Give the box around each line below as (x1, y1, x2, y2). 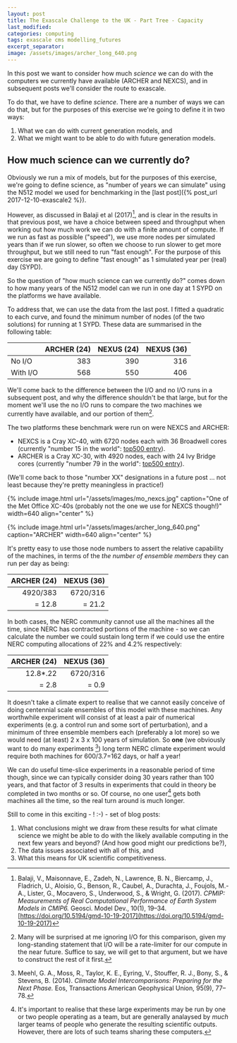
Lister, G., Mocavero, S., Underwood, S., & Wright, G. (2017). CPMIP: (27, 889, 226, 898)
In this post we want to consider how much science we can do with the (7, 68, 214, 78)
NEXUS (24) (97, 344, 140, 354)
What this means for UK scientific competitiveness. (17, 854, 167, 862)
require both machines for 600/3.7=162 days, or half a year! (7, 752, 181, 760)
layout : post (7, 10, 46, 18)
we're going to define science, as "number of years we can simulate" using (7, 181, 226, 189)
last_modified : (7, 23, 52, 30)
